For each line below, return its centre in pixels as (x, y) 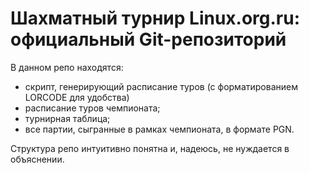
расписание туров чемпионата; (92, 108)
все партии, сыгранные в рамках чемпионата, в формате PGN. (159, 129)
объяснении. (37, 159)
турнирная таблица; (67, 118)
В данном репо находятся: (67, 67)
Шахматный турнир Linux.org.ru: (155, 18)
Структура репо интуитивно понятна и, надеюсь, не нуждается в (150, 148)
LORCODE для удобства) (77, 97)
